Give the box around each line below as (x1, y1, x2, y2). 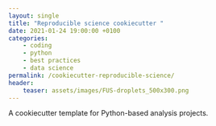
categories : (8, 34, 48, 43)
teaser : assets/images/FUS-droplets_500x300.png (23, 86, 189, 95)
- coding (23, 42, 52, 50)
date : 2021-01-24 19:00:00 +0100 (8, 26, 121, 35)
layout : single (8, 11, 60, 20)
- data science (23, 64, 74, 72)
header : (8, 79, 35, 87)
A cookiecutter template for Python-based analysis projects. (8, 108, 209, 118)
